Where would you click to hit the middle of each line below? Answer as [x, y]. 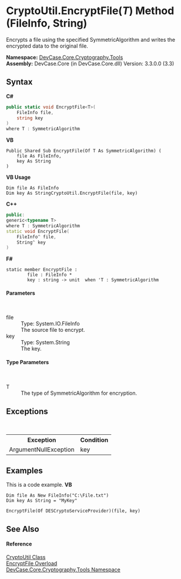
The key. [31, 349]
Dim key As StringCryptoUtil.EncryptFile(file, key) [72, 193]
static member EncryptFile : [42, 270]
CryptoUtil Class [26, 557]
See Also [23, 529]
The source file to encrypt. [53, 330]
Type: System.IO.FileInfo [51, 324]
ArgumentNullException [42, 450]
